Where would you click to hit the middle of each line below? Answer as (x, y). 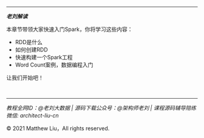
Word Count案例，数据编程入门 (54, 65)
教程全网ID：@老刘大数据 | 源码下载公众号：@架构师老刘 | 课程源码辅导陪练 (101, 108)
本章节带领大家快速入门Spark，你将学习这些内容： (70, 29)
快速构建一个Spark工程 (44, 57)
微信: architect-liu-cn (32, 115)
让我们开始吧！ (25, 77)
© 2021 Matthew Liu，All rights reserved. (58, 128)
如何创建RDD (32, 50)
